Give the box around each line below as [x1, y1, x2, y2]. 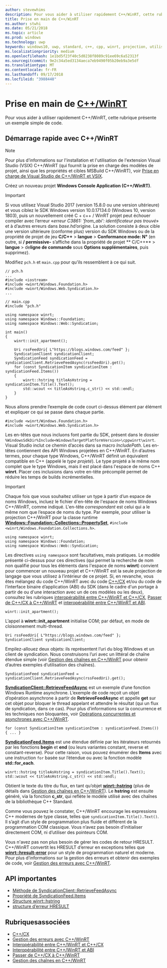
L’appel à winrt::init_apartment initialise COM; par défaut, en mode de [5, 618, 150, 624]
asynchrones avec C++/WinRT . [5, 716, 70, 722]
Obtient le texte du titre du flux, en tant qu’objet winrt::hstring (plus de [5, 782, 150, 788]
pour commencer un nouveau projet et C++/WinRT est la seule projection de [5, 568, 163, 574]
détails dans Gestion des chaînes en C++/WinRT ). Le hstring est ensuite [5, 788, 154, 794]
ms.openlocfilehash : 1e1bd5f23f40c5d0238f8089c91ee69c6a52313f [5, 53, 139, 59]
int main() [5, 329, 28, 335]
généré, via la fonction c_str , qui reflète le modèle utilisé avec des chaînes [5, 793, 158, 799]
